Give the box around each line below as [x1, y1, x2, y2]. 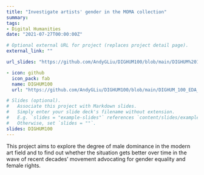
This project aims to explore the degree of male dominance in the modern [6, 142, 191, 150]
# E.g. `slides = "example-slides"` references [6, 114, 135, 121]
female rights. [6, 162, 41, 169]
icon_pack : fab [12, 75, 50, 82]
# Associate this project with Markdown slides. [6, 104, 137, 110]
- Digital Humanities [6, 25, 61, 32]
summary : [6, 15, 29, 21]
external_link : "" [6, 48, 53, 54]
